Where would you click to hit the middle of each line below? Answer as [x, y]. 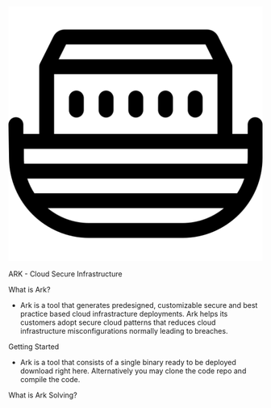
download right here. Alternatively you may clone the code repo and [133, 371]
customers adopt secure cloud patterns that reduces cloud [118, 322]
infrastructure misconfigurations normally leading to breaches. [124, 331]
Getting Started [34, 347]
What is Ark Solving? [43, 395]
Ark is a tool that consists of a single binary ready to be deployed [128, 362]
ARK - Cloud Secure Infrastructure [65, 274]
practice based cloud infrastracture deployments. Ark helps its [124, 314]
